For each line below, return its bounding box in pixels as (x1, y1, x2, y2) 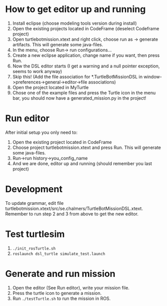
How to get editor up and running (5, 4, 146, 15)
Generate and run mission (5, 268, 116, 279)
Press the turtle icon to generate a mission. (12, 290, 102, 296)
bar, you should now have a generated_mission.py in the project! (12, 95, 147, 101)
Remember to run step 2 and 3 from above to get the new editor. (5, 210, 139, 217)
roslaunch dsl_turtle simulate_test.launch (12, 251, 106, 256)
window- (143, 73, 162, 80)
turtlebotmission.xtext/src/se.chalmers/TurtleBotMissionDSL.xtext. (5, 205, 143, 211)
